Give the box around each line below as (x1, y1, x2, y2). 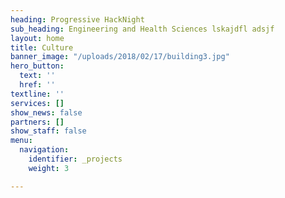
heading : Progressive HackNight (10, 14, 145, 25)
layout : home (10, 33, 65, 43)
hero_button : (10, 61, 65, 71)
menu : (10, 136, 33, 146)
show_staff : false (10, 126, 87, 136)
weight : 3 (28, 163, 70, 173)
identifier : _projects (28, 154, 123, 164)
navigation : (19, 145, 70, 155)
